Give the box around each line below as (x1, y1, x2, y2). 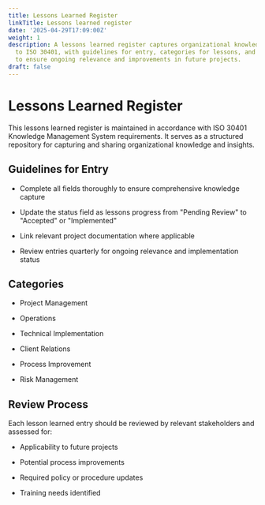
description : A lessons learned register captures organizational (8, 41, 231, 49)
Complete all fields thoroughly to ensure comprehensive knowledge (19, 183, 241, 193)
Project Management (19, 298, 88, 308)
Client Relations (19, 344, 71, 353)
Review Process (8, 398, 88, 411)
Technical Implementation (19, 329, 104, 339)
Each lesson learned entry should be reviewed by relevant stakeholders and (8, 419, 255, 428)
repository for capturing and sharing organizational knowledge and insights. (8, 140, 255, 149)
